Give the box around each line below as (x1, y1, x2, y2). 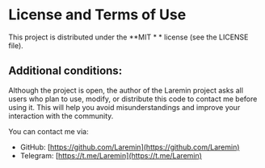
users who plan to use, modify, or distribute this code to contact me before (8, 94, 258, 104)
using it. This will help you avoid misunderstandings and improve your (8, 102, 241, 112)
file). (8, 40, 24, 50)
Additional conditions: (8, 64, 123, 78)
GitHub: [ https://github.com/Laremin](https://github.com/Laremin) (19, 142, 240, 152)
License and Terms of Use (8, 6, 187, 24)
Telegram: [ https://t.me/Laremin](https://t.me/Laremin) (19, 150, 202, 160)
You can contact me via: (8, 126, 89, 136)
